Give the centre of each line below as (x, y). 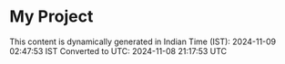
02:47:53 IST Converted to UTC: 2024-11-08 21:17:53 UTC (118, 50)
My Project (51, 17)
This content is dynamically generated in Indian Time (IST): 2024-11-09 (143, 41)
